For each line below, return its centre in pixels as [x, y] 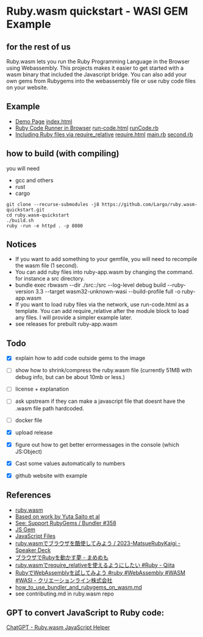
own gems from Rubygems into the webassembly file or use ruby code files [101, 81]
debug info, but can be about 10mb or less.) [70, 377]
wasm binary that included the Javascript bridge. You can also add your [97, 74]
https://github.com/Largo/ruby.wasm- [150, 204]
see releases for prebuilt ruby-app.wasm [66, 324]
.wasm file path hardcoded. [49, 408]
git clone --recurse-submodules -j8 [53, 204]
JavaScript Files [35, 536]
